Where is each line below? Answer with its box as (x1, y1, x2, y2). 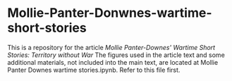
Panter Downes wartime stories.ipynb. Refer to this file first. (7, 66, 181, 74)
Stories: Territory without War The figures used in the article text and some (7, 51, 226, 59)
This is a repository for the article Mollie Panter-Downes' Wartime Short (7, 43, 216, 51)
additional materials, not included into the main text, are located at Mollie (7, 58, 219, 66)
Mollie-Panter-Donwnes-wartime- (7, 5, 213, 21)
